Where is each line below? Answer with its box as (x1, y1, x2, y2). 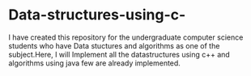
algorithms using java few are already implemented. (8, 58, 181, 68)
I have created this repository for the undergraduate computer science (8, 32, 244, 42)
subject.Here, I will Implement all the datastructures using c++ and (8, 49, 231, 59)
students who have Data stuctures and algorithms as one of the (8, 40, 220, 50)
